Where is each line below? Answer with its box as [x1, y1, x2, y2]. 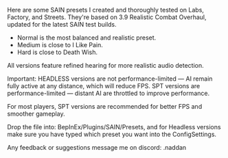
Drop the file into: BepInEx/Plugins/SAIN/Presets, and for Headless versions [7, 123, 221, 131]
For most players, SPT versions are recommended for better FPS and [7, 103, 203, 110]
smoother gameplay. [7, 109, 65, 118]
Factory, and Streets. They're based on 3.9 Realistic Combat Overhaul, [7, 13, 207, 21]
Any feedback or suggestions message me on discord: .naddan [7, 144, 187, 151]
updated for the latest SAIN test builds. [7, 21, 117, 28]
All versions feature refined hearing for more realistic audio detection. [7, 62, 204, 69]
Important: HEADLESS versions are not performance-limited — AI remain [7, 75, 213, 83]
